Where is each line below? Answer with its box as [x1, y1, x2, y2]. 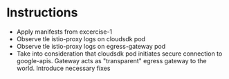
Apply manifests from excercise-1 [16, 27, 113, 36]
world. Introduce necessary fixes [16, 64, 111, 72]
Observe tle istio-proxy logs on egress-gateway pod [16, 42, 166, 50]
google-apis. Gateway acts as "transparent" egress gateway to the [16, 56, 207, 65]
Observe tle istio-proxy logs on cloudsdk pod [16, 34, 146, 43]
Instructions [6, 5, 78, 21]
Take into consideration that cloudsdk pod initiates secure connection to [16, 49, 223, 58]
